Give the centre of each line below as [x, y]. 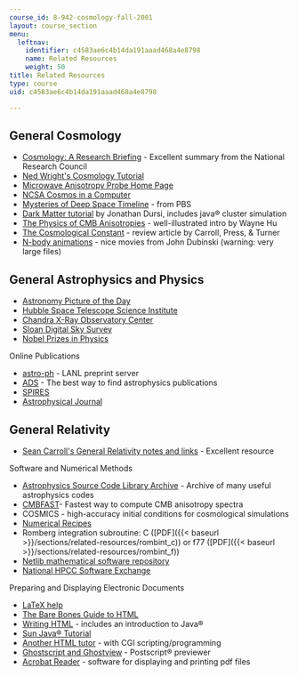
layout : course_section [53, 26]
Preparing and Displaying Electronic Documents [97, 587]
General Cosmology [65, 136]
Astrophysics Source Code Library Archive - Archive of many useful [146, 485]
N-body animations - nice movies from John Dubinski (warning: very [148, 242]
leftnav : [33, 42]
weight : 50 [45, 68]
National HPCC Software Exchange [86, 570]
